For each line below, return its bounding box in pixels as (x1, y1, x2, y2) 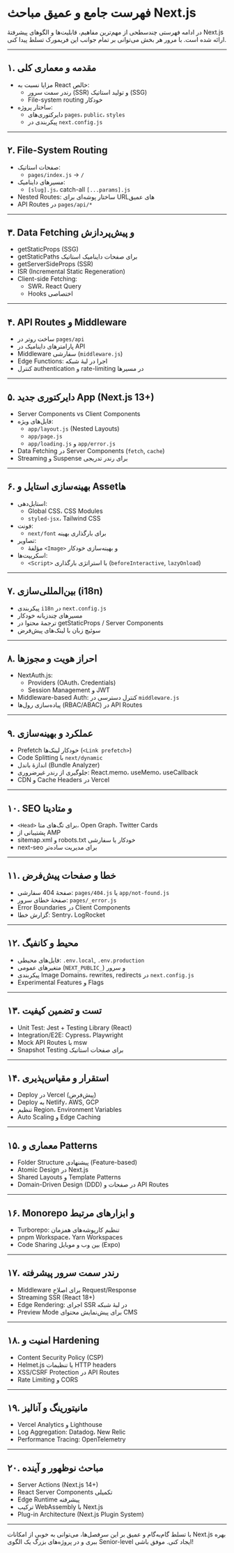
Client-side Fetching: (17, 275, 78, 283)
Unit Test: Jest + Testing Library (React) (17, 1023, 132, 1032)
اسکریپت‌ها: (17, 551, 48, 559)
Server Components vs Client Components (17, 410, 141, 418)
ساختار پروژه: (17, 102, 54, 111)
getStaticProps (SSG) (17, 245, 79, 254)
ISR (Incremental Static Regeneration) (17, 267, 125, 276)
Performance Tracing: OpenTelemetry (17, 1435, 126, 1444)
